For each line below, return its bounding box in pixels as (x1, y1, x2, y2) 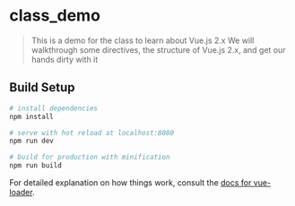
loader (9, 187, 33, 197)
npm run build (9, 161, 63, 170)
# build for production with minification (9, 153, 170, 162)
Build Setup (9, 80, 75, 95)
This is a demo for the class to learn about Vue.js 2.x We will (30, 35, 255, 46)
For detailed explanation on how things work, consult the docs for (9, 177, 252, 188)
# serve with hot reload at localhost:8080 (9, 128, 175, 137)
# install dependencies (9, 104, 99, 113)
